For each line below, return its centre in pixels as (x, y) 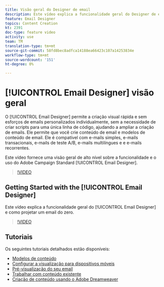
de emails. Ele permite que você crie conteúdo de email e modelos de (75, 132)
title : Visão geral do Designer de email (48, 10)
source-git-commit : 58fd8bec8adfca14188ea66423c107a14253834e (70, 50)
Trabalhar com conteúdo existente (47, 274)
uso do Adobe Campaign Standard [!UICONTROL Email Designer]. (72, 163)
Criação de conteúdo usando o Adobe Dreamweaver (65, 279)
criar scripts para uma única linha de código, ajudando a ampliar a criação (80, 127)
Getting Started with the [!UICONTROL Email (74, 187)
